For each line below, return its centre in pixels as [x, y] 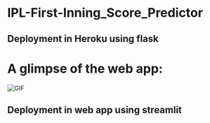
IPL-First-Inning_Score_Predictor [105, 13]
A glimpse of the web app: [85, 68]
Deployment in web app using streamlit [95, 110]
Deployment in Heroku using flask [83, 39]
